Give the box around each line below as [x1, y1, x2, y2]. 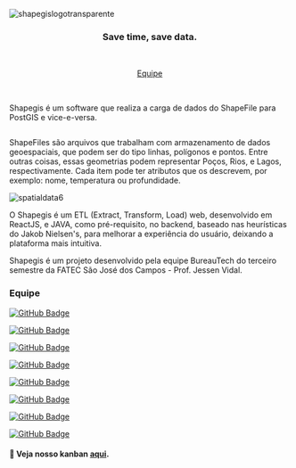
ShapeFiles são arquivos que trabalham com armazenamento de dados [9, 137, 271, 148]
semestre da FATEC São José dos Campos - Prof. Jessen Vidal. [9, 265, 243, 275]
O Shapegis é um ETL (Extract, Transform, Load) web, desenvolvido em [9, 209, 273, 220]
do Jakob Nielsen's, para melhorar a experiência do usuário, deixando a [9, 228, 274, 240]
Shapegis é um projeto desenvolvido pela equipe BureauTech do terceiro [9, 255, 277, 267]
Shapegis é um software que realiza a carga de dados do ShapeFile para [9, 103, 276, 113]
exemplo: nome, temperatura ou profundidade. [9, 175, 181, 186]
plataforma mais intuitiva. [9, 238, 103, 249]
